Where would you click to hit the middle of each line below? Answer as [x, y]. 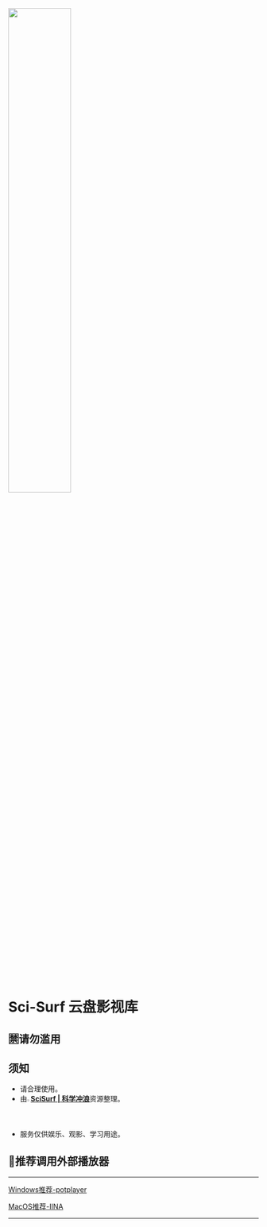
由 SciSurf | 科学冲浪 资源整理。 [72, 1099]
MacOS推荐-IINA [36, 1206]
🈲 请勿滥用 [35, 1039]
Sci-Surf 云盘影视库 [73, 1007]
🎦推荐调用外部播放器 [59, 1161]
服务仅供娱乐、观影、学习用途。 [72, 1134]
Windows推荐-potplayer [48, 1189]
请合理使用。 [41, 1089]
